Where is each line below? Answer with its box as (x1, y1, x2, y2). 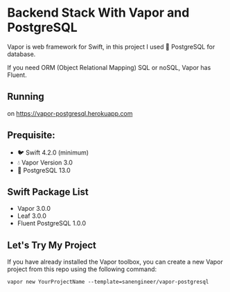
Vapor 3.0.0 (17, 205, 51, 213)
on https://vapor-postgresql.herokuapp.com (7, 109, 133, 117)
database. (7, 50, 36, 58)
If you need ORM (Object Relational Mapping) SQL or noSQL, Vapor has (7, 63, 211, 71)
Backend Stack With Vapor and (7, 5, 190, 21)
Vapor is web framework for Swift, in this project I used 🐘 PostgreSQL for (7, 42, 215, 51)
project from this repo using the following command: (7, 265, 157, 273)
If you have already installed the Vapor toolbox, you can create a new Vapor (7, 258, 224, 266)
